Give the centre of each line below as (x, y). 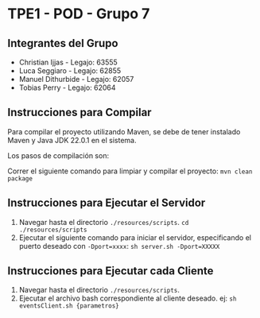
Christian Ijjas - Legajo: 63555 (68, 62)
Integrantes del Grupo (63, 43)
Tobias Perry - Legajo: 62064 (67, 87)
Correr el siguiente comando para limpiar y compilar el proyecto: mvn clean (130, 171)
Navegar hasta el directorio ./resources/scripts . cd (104, 222)
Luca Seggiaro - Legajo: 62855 (70, 71)
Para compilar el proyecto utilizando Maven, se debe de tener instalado (124, 131)
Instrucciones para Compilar (80, 112)
